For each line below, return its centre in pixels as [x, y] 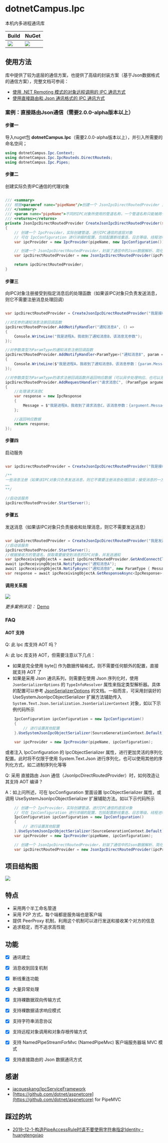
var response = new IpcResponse [48, 396]
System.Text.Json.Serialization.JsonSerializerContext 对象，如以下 [84, 703]
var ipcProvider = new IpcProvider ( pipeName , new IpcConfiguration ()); [90, 242]
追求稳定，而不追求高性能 [39, 927]
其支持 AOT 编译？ [24, 781]
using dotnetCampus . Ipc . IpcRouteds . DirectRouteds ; [59, 157]
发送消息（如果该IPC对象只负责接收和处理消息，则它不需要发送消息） [77, 527]
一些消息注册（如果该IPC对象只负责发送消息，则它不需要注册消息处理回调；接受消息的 [81, 480]
